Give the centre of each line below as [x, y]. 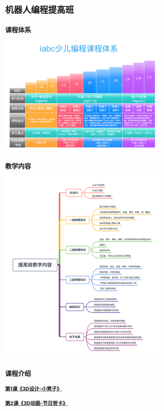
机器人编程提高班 [40, 10]
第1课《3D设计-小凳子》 [34, 388]
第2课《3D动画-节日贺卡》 [36, 403]
